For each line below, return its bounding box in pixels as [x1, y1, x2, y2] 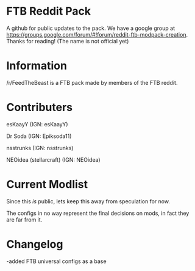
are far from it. [6, 215, 43, 223]
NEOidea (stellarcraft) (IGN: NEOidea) [6, 156, 101, 163]
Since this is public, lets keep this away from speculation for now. [6, 197, 171, 205]
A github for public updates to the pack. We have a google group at [6, 24, 175, 32]
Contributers [6, 101, 73, 114]
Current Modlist [6, 178, 88, 191]
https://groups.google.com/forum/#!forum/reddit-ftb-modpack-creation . [6, 31, 188, 38]
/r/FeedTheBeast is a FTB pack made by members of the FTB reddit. [6, 79, 178, 86]
